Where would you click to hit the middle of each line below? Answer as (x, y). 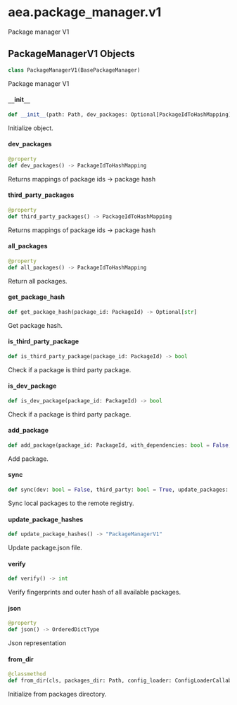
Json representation (37, 643)
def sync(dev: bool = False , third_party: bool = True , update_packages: (118, 490)
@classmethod (27, 674)
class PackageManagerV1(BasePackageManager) (74, 70)
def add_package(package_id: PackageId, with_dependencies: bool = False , (120, 445)
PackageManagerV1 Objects (72, 54)
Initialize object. (31, 128)
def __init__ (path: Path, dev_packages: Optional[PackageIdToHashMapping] (120, 114)
